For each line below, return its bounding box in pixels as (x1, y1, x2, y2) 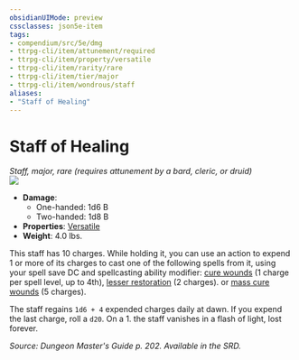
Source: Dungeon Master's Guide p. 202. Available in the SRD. (9, 340, 241, 352)
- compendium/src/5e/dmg (9, 38, 103, 48)
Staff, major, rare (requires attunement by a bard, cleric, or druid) (9, 166, 253, 177)
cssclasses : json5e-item (9, 22, 103, 31)
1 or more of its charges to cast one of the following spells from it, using (9, 258, 276, 269)
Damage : (22, 192, 58, 203)
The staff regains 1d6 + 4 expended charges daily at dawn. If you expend (9, 304, 283, 315)
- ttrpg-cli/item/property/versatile (9, 55, 152, 64)
